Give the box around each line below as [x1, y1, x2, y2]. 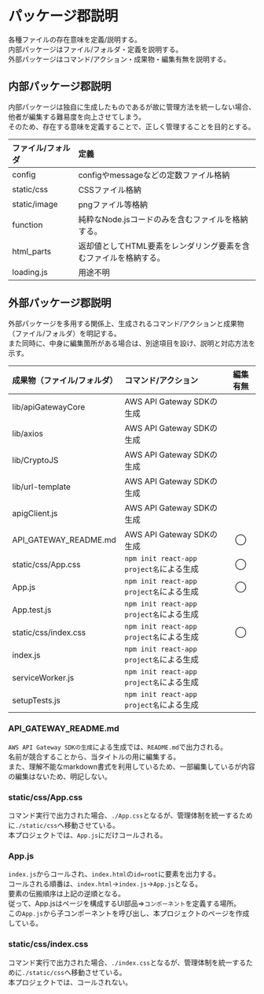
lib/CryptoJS [12, 454, 59, 465]
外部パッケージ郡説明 [8, 296, 112, 310]
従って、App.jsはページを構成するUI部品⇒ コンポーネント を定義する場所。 [8, 899, 241, 908]
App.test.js [12, 604, 52, 615]
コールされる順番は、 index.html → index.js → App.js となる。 [8, 879, 203, 888]
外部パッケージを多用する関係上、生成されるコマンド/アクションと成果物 [8, 318, 245, 328]
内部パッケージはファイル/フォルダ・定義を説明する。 [8, 44, 183, 54]
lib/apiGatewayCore [12, 401, 86, 412]
